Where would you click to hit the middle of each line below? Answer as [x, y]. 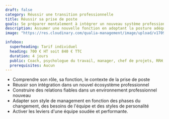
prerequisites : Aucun [32, 65]
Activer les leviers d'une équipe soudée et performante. [70, 111]
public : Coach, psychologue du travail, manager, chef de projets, [82, 60]
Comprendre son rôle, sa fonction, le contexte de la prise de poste [81, 79]
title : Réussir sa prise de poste [41, 19]
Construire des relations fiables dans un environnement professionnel [85, 90]
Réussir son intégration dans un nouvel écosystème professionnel [81, 85]
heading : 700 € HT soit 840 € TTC [46, 51]
